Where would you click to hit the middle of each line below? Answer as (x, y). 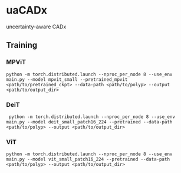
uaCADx (27, 10)
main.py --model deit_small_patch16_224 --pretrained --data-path (89, 122)
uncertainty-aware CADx (36, 27)
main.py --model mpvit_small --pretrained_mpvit (67, 79)
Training (22, 45)
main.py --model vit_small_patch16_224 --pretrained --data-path (88, 159)
